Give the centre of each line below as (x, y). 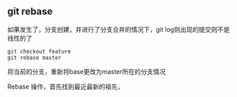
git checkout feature (39, 51)
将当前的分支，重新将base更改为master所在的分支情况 (87, 71)
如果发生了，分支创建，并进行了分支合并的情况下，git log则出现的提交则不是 (118, 29)
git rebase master (34, 58)
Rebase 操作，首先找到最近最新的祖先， (66, 86)
